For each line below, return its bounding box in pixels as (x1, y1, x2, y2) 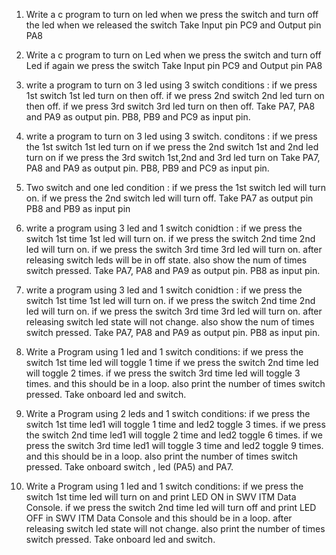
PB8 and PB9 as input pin (25, 203, 131, 214)
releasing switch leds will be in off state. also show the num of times (25, 254, 308, 266)
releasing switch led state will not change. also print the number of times (25, 523, 326, 534)
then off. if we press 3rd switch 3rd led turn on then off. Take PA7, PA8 (25, 100, 316, 112)
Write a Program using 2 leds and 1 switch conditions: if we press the (25, 408, 311, 419)
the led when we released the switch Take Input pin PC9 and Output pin (25, 19, 322, 31)
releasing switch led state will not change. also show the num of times (25, 316, 315, 328)
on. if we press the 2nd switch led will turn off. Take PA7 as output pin (25, 192, 314, 204)
